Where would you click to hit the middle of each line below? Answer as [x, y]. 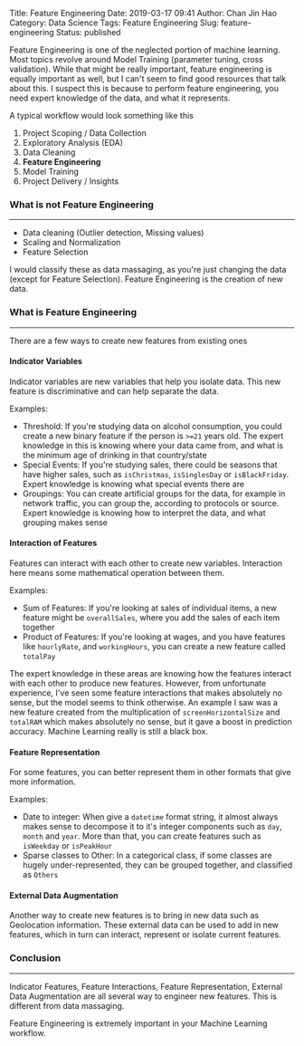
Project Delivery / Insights [71, 181]
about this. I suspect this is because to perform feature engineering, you [144, 88]
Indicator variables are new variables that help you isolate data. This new [145, 381]
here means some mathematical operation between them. [117, 573]
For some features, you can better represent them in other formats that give [150, 773]
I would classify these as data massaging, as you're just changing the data [148, 270]
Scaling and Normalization [71, 243]
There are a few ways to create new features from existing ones [128, 341]
